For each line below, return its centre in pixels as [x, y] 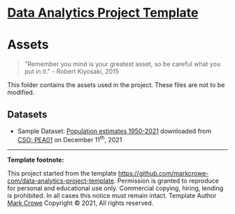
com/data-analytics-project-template [61, 181]
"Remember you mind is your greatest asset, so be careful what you [122, 64]
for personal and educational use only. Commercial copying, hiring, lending [115, 188]
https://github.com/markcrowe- [163, 173]
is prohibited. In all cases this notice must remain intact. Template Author [112, 195]
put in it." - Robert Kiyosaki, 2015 [72, 72]
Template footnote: [36, 160]
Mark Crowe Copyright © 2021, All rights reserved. [80, 203]
